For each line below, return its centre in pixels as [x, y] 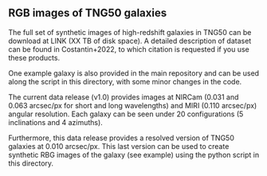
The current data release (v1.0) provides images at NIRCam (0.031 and [124, 97]
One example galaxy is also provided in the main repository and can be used [134, 73]
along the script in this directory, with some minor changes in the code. [125, 81]
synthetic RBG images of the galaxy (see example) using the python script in [134, 154]
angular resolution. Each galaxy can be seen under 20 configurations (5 [126, 114]
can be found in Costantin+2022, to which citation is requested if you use [129, 49]
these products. [34, 57]
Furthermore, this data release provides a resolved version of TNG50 [122, 138]
